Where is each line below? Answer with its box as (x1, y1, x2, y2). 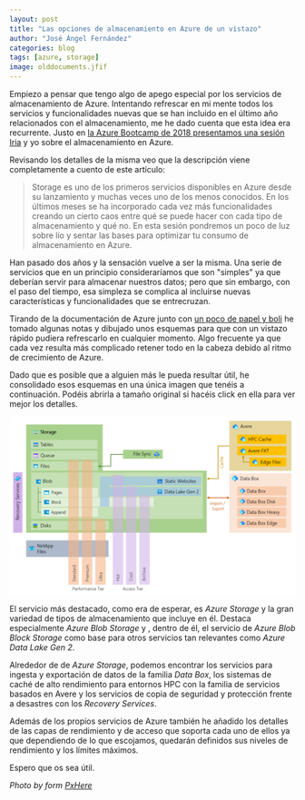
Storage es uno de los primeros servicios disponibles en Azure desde (31, 182, 292, 193)
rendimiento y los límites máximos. (9, 745, 139, 756)
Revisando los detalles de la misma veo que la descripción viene (9, 154, 251, 165)
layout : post (9, 15, 59, 24)
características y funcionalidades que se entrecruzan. (9, 296, 212, 306)
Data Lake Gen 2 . (9, 642, 75, 653)
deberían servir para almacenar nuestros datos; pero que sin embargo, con (9, 277, 290, 287)
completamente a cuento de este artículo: (9, 164, 165, 174)
